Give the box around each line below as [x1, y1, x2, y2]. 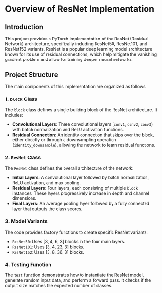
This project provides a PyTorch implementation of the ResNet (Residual [5, 36, 149, 41]
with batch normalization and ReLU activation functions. [12, 127, 124, 133]
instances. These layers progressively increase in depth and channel [12, 190, 149, 196]
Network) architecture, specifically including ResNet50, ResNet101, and [5, 41, 147, 47]
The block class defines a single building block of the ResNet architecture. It [5, 107, 158, 113]
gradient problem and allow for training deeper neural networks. [5, 57, 133, 62]
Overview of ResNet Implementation [5, 3, 154, 15]
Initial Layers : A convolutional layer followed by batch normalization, [12, 175, 149, 181]
